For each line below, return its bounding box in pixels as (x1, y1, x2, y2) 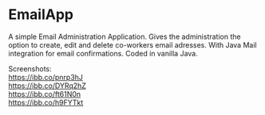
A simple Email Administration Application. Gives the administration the (8, 32, 241, 41)
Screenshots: (8, 63, 52, 73)
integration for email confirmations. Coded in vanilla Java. (8, 48, 198, 58)
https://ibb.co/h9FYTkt (8, 98, 84, 107)
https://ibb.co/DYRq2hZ (8, 81, 86, 90)
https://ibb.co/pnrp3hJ (8, 72, 84, 82)
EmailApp (8, 6, 74, 24)
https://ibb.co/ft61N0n (8, 89, 81, 98)
